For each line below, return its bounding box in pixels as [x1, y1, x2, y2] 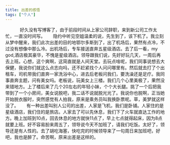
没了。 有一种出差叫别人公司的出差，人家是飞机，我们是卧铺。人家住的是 [5, 102, 164, 109]
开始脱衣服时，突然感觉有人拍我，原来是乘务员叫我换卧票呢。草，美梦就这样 [5, 96, 165, 102]
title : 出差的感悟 [5, 7, 40, 13]
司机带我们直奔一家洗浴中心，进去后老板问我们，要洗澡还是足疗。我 [18, 71, 160, 77]
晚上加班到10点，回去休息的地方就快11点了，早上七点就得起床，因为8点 [14, 115, 163, 121]
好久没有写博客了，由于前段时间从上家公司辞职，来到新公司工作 [19, 26, 153, 33]
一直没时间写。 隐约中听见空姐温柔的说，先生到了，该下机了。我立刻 [14, 33, 164, 39]
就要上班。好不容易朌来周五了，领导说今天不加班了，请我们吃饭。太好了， [5, 121, 160, 127]
